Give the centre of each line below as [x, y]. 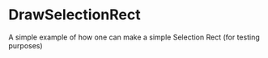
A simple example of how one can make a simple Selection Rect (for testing [134, 37]
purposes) [26, 45]
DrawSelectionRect [74, 15]
